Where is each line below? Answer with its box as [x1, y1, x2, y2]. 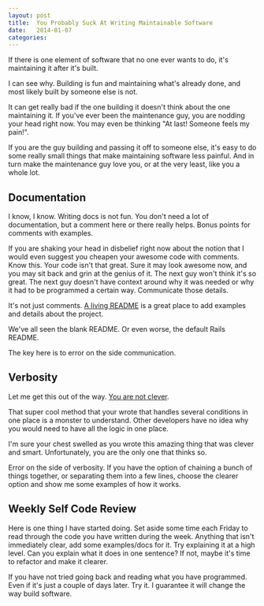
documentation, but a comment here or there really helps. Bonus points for [8, 220, 251, 229]
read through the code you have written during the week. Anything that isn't [8, 531, 255, 541]
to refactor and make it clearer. [8, 556, 109, 566]
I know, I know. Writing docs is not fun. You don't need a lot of [8, 212, 209, 221]
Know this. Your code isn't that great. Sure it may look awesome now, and [8, 261, 247, 270]
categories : [8, 33, 47, 42]
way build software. [8, 589, 73, 598]
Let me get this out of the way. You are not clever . [8, 392, 169, 401]
